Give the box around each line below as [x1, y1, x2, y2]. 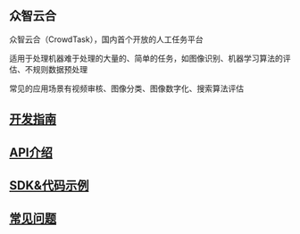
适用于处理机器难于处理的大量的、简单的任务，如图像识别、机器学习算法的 [9, 53, 283, 63]
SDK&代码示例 [9, 178, 89, 193]
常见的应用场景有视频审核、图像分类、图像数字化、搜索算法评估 [9, 83, 244, 94]
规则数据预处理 [32, 63, 87, 74]
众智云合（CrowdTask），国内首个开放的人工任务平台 [9, 34, 204, 45]
